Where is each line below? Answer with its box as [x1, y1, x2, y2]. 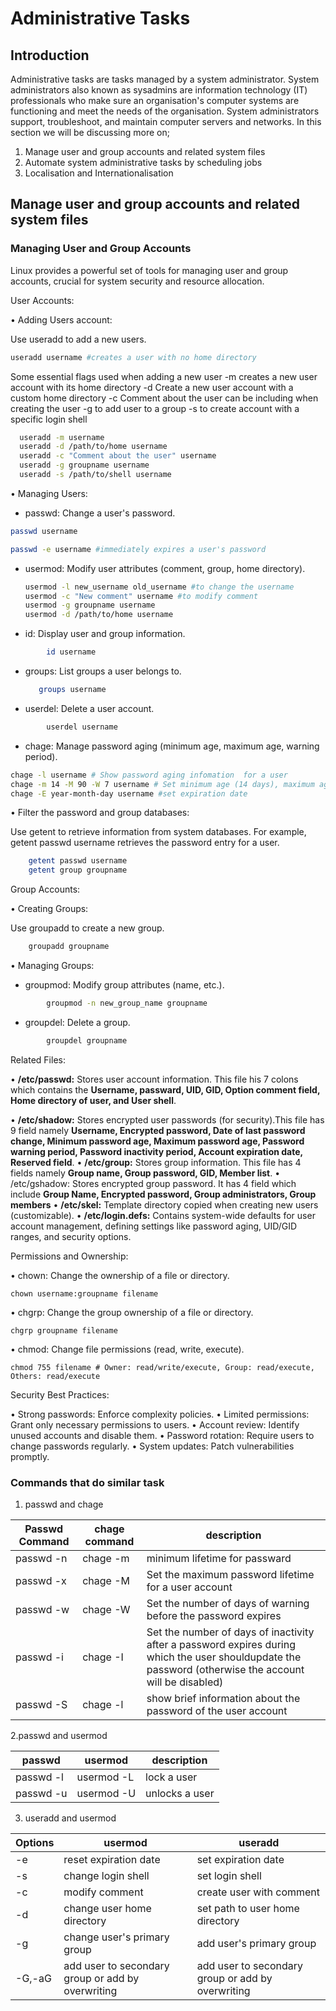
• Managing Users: [10, 487, 88, 499]
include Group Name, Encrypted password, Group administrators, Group [10, 1188, 317, 1200]
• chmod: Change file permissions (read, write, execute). [10, 1343, 245, 1355]
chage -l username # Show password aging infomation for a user [10, 770, 288, 780]
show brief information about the [146, 1692, 301, 1706]
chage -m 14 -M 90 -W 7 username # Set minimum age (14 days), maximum [10, 779, 315, 789]
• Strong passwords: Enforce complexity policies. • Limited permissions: [10, 1408, 310, 1420]
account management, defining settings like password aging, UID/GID [10, 1220, 298, 1232]
